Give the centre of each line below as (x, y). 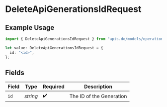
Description (98, 87)
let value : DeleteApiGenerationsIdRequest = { (54, 48)
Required (53, 87)
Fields (15, 72)
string (31, 96)
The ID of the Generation (98, 96)
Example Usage (30, 28)
